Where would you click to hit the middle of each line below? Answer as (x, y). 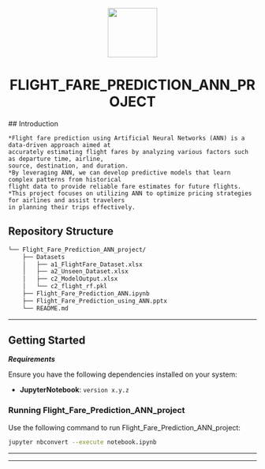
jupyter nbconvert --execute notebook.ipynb (82, 442)
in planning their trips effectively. (72, 207)
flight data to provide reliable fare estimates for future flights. (125, 186)
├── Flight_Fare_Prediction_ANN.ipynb (86, 294)
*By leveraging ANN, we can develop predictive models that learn (119, 173)
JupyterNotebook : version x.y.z (74, 390)
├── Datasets (44, 257)
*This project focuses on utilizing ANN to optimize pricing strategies (130, 193)
